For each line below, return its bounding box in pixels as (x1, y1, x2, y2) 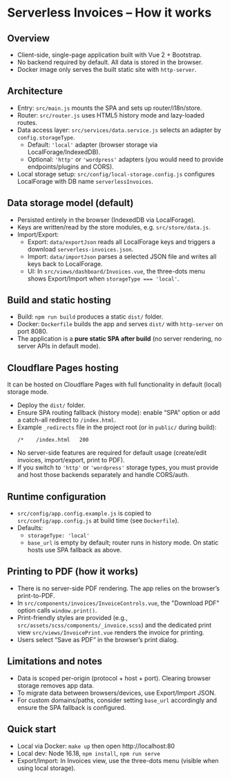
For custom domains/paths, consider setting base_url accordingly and (17, 696, 218, 704)
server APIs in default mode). (17, 342, 101, 350)
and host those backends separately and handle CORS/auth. (17, 471, 190, 479)
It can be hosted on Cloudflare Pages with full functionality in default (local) (7, 380, 222, 388)
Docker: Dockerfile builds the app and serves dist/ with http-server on (17, 320, 223, 328)
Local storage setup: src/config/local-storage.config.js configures (17, 169, 215, 178)
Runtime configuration (7, 491, 106, 503)
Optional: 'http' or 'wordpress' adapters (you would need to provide (27, 155, 224, 163)
